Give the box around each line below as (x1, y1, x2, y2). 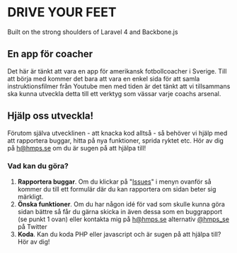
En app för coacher (7, 48, 93, 60)
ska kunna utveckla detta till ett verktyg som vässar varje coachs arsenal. (7, 89, 221, 98)
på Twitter (17, 222, 47, 230)
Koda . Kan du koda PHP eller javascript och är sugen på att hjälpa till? (17, 230, 221, 238)
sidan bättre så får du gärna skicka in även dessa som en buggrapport (17, 207, 223, 216)
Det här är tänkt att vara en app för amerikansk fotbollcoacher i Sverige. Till (7, 66, 227, 75)
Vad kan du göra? (7, 161, 69, 171)
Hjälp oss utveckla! (7, 110, 94, 122)
